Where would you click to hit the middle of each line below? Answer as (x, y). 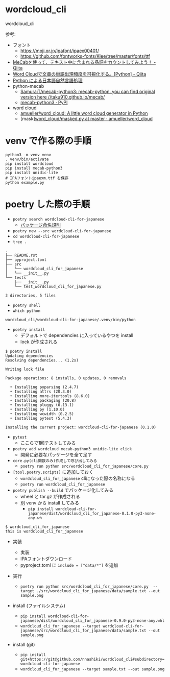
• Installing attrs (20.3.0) (41, 392)
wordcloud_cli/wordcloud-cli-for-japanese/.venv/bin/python (71, 320)
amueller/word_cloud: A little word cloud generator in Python (84, 113)
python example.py (25, 182)
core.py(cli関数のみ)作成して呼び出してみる (55, 461)
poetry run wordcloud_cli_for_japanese (63, 484)
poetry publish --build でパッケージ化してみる (63, 490)
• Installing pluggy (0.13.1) (42, 405)
